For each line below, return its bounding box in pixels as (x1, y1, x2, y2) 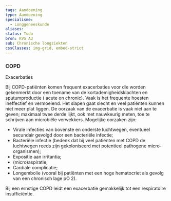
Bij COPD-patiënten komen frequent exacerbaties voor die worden (5, 84, 146, 90)
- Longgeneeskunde (10, 21, 50, 27)
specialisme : (5, 17, 33, 22)
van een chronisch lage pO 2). (12, 175, 77, 182)
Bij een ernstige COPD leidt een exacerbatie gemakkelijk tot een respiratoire (5, 185, 166, 191)
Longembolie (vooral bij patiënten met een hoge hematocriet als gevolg (12, 170, 164, 176)
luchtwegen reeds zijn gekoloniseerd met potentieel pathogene (12, 143, 147, 149)
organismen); (12, 148, 41, 154)
